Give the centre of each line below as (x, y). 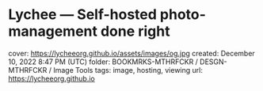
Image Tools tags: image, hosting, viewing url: (128, 70)
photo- (183, 15)
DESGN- (213, 62)
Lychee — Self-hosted (82, 15)
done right (135, 31)
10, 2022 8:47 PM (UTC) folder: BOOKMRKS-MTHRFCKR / (103, 62)
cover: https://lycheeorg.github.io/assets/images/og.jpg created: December (131, 53)
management (53, 31)
